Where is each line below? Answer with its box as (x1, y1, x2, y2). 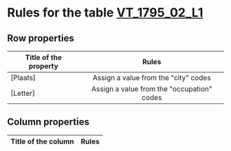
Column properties (7, 116, 89, 128)
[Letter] (10, 88, 36, 98)
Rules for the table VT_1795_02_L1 (7, 5, 203, 21)
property (28, 61, 58, 70)
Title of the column (10, 137, 74, 146)
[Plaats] (10, 73, 36, 82)
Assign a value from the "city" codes (92, 73, 211, 82)
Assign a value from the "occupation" (91, 84, 212, 94)
